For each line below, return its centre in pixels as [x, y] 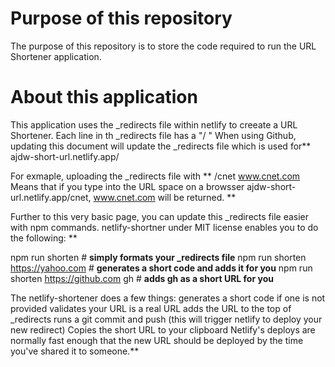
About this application [104, 97]
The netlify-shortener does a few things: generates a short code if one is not [168, 298]
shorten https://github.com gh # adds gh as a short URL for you [142, 278]
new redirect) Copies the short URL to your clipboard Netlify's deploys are [163, 329]
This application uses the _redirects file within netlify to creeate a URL [154, 124]
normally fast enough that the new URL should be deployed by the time [157, 340]
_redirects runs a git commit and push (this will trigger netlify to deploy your [166, 319]
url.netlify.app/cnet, [51, 197]
